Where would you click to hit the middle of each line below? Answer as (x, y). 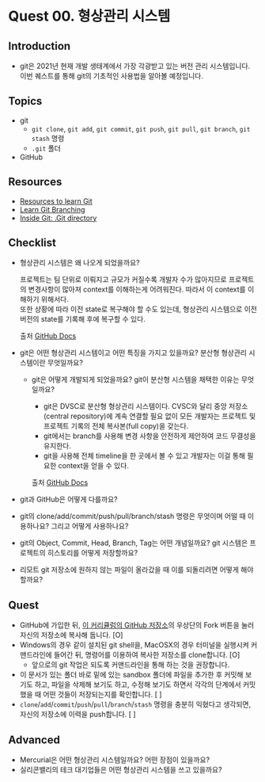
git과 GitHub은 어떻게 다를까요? (68, 499)
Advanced (34, 740)
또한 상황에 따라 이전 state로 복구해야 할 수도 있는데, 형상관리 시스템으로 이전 (138, 309)
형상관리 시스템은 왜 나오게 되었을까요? (79, 263)
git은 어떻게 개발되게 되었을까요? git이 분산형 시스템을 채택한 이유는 (135, 380)
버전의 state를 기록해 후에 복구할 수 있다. (83, 319)
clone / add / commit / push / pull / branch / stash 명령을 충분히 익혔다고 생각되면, (135, 704)
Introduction (40, 46)
